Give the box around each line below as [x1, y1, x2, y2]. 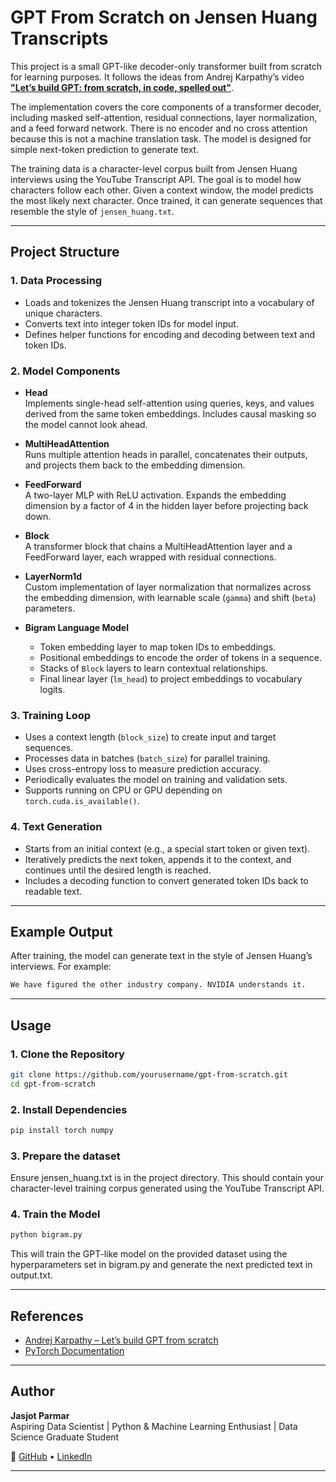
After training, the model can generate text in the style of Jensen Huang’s [10, 950, 313, 962]
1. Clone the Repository [10, 1047, 125, 1061]
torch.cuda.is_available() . [24, 795, 140, 807]
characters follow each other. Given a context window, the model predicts [10, 184, 314, 196]
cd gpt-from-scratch [10, 1079, 97, 1089]
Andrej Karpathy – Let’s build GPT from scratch [24, 1334, 219, 1346]
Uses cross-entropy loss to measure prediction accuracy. [24, 763, 262, 775]
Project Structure [10, 244, 120, 261]
